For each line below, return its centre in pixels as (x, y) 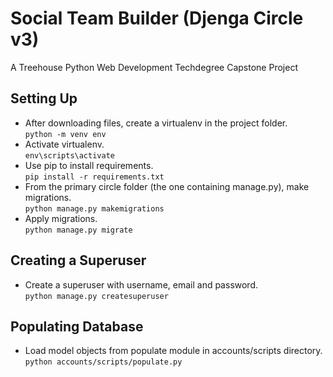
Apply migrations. (61, 218)
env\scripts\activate (69, 155)
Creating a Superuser (78, 260)
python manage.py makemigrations (94, 208)
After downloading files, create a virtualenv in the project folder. (156, 123)
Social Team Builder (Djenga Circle (157, 18)
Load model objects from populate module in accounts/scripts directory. (173, 351)
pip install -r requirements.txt (94, 177)
